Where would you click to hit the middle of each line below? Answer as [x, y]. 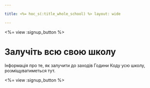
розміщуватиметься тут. [30, 70]
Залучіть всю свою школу [60, 52]
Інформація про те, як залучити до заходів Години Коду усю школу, [75, 65]
